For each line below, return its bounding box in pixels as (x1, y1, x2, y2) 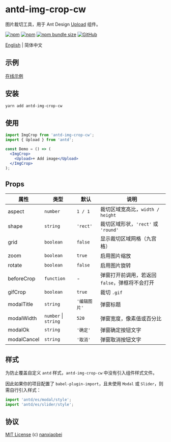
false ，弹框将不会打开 (100, 279, 154, 286)
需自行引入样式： (5, 387, 41, 393)
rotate (8, 262, 22, 269)
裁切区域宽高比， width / (100, 206, 160, 213)
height (100, 212, 116, 218)
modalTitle (8, 301, 33, 308)
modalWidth (8, 315, 37, 322)
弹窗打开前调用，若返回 (100, 272, 157, 279)
